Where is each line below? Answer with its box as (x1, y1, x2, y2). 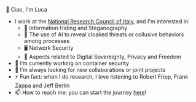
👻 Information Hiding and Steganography (23, 25, 128, 31)
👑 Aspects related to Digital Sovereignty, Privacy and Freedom (23, 53, 182, 60)
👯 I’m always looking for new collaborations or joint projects (14, 66, 166, 73)
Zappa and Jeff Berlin (14, 82, 70, 89)
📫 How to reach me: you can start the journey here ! (14, 89, 147, 96)
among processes (23, 37, 70, 44)
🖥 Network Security (23, 44, 74, 52)
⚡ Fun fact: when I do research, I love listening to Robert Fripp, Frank (14, 73, 189, 80)
